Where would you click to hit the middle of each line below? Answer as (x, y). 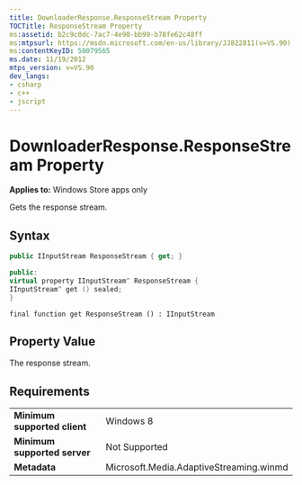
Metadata (35, 467)
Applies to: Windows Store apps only (79, 190)
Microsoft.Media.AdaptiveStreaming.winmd (197, 467)
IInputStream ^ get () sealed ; (66, 289)
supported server (52, 453)
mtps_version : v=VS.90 (52, 68)
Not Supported (137, 447)
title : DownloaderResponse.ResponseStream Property (108, 18)
